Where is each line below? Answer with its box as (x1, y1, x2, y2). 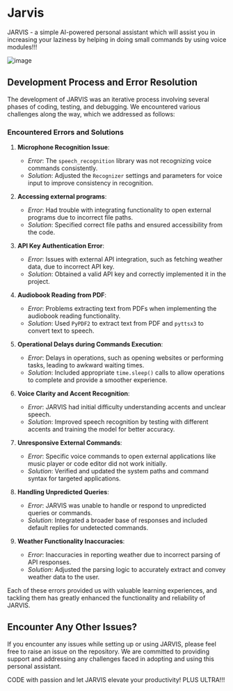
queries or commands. (27, 509, 93, 517)
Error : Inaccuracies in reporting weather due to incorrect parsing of (27, 551, 220, 559)
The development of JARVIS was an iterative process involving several (7, 95, 210, 103)
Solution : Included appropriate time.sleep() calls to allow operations (27, 368, 225, 377)
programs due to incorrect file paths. (27, 213, 134, 222)
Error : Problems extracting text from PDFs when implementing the (27, 305, 217, 313)
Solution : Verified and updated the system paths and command (27, 467, 209, 476)
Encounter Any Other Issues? (7, 621, 138, 633)
